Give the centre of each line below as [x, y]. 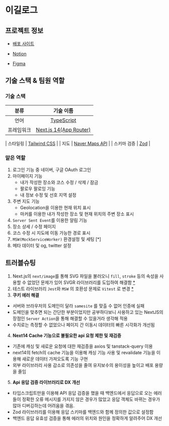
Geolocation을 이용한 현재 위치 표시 [55, 207]
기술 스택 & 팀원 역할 [35, 81]
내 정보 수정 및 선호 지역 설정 [48, 195]
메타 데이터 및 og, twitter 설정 [42, 245]
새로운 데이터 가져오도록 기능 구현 [55, 359]
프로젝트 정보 [24, 31]
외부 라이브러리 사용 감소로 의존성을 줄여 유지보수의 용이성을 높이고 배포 [83, 365]
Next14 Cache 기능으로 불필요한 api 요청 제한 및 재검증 [67, 335]
